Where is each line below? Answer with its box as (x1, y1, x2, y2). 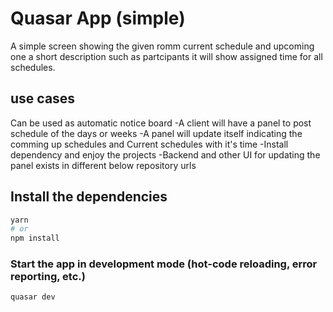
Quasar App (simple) (10, 7, 186, 30)
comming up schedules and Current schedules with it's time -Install (10, 138, 289, 150)
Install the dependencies (10, 188, 168, 206)
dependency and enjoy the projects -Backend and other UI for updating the (10, 148, 321, 161)
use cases (10, 90, 76, 107)
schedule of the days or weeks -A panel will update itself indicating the (10, 127, 303, 139)
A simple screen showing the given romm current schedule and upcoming (10, 40, 315, 52)
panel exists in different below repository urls (10, 159, 197, 171)
